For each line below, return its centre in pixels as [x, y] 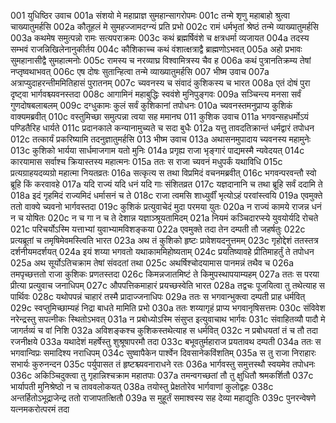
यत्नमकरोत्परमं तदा [40, 409]
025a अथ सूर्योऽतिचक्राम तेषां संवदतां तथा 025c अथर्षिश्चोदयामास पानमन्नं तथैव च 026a [152, 263]
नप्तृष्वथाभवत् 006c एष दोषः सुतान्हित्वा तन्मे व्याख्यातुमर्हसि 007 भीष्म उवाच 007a [140, 71]
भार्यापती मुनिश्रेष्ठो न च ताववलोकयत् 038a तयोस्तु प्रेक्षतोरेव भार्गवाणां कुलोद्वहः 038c [142, 386]
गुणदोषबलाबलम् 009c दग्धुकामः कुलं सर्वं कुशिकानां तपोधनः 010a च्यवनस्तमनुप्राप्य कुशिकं [151, 105]
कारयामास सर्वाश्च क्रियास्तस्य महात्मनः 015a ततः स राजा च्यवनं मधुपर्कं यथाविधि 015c [146, 161]
